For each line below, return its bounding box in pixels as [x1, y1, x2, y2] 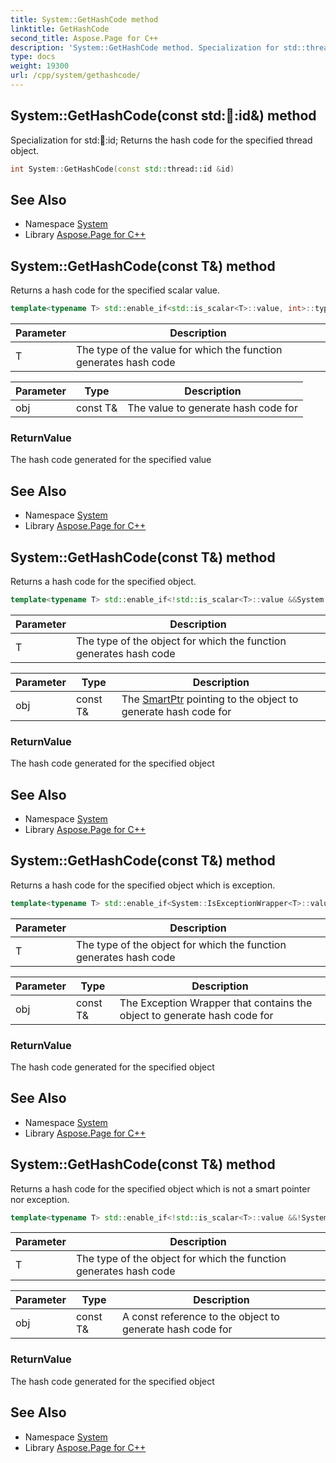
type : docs [10, 52, 56, 62]
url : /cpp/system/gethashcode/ [10, 71, 141, 81]
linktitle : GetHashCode [10, 24, 110, 34]
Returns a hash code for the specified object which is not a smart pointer [10, 1182, 311, 1195]
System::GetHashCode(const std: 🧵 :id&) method [10, 107, 317, 125]
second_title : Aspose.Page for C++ [10, 33, 159, 43]
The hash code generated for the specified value [10, 454, 212, 466]
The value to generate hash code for [127, 401, 298, 415]
